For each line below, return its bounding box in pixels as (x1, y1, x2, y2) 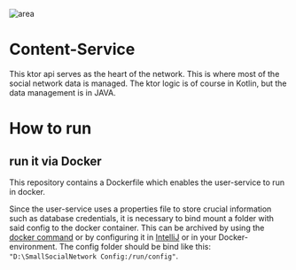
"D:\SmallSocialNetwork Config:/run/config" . (9, 251, 179, 261)
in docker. (9, 186, 46, 197)
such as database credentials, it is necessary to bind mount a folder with (9, 212, 275, 223)
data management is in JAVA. (9, 87, 117, 97)
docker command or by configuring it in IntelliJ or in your (9, 231, 217, 243)
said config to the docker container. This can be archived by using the (9, 222, 265, 233)
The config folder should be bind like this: (58, 241, 211, 251)
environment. (9, 241, 58, 251)
